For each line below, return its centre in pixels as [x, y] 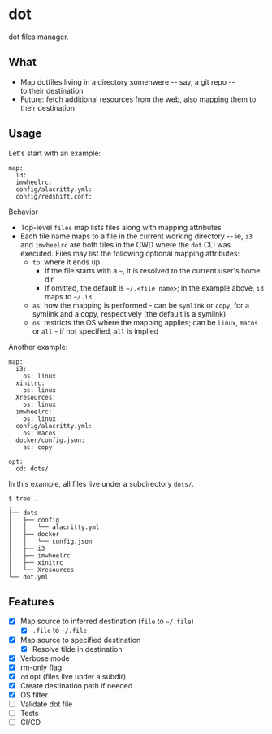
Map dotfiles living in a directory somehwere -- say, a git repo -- [127, 81]
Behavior [24, 212]
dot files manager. [39, 37]
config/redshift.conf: [54, 196]
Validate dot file [46, 704]
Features [31, 602]
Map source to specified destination [80, 640]
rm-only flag [41, 667]
